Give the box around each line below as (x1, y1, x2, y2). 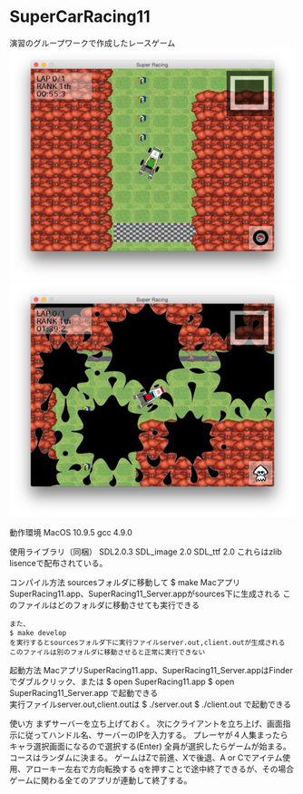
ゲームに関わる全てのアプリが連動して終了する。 (9, 774, 192, 786)
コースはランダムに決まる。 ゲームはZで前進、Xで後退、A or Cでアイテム (9, 751, 283, 763)
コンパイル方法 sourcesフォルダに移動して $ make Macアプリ (9, 576, 241, 587)
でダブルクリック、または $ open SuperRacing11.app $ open (9, 676, 235, 687)
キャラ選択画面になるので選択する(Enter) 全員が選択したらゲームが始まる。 (9, 740, 292, 751)
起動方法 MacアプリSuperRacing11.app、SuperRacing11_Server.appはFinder (9, 664, 293, 675)
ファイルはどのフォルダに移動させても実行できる (16, 599, 200, 610)
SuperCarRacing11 (9, 6, 151, 27)
